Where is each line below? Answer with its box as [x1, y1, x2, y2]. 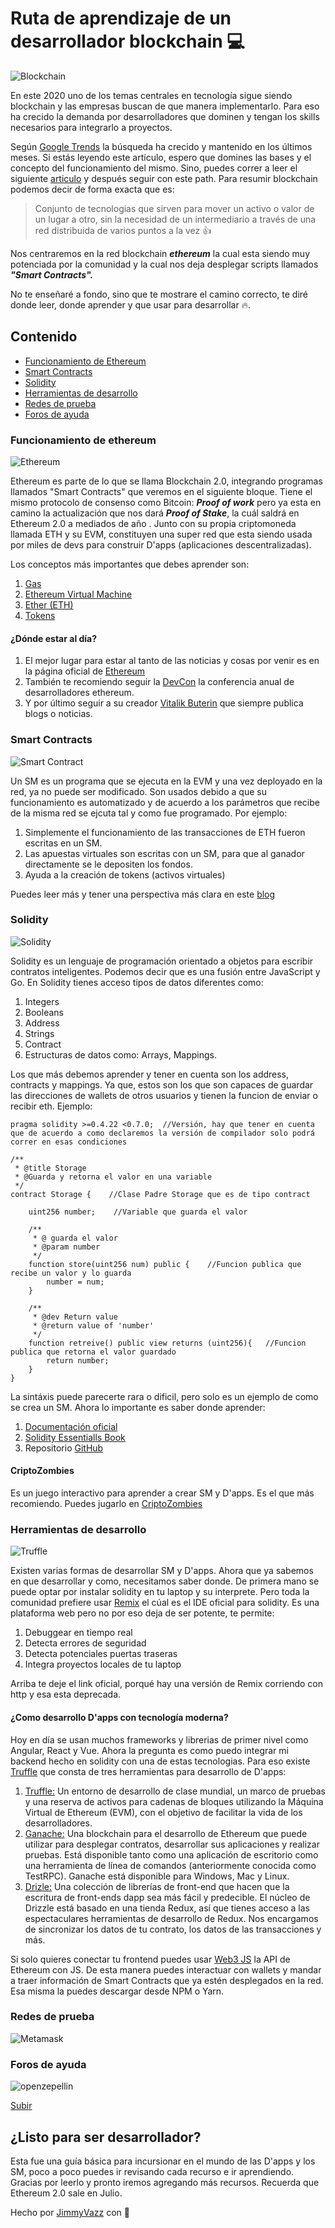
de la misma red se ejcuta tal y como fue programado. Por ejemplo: [10, 807, 288, 819]
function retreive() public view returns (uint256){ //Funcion [28, 1338, 307, 1348]
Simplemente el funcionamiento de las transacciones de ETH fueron [24, 826, 306, 838]
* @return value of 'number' [32, 1320, 155, 1331]
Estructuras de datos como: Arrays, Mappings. [24, 1048, 217, 1061]
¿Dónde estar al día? [10, 632, 98, 644]
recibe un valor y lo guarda [10, 1268, 132, 1278]
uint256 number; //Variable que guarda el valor [28, 1207, 248, 1217]
